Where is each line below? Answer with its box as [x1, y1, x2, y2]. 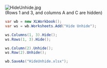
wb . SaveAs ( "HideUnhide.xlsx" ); [5, 59, 69, 64]
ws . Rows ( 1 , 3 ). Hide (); [5, 37, 51, 42]
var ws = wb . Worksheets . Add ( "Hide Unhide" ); [5, 23, 97, 29]
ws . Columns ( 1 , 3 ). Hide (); [5, 32, 57, 37]
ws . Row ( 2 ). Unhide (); [5, 50, 47, 55]
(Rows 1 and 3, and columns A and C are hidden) [5, 10, 103, 16]
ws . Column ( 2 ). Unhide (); [5, 46, 53, 51]
